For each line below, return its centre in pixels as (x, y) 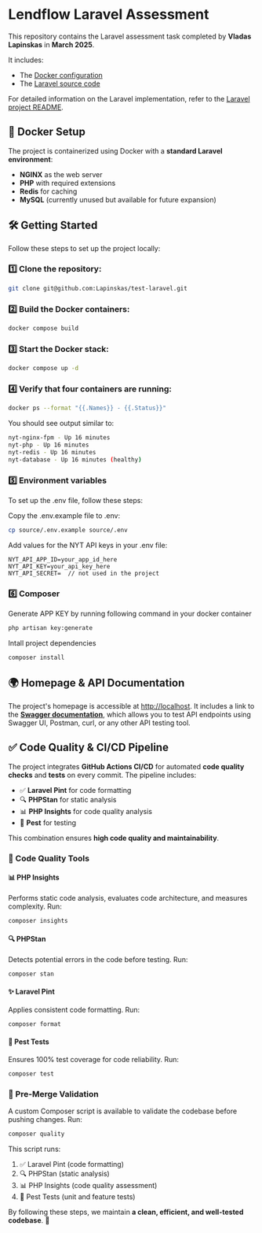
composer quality (36, 1134)
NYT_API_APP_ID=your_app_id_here (63, 559)
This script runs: (35, 1149)
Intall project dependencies (52, 643)
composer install (36, 658)
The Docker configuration (61, 75)
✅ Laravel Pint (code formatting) (71, 1164)
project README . (36, 107)
